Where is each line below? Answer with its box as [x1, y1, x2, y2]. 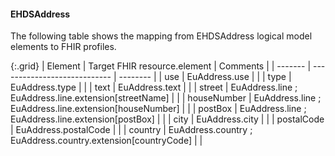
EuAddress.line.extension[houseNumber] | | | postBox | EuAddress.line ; [10, 103, 307, 115]
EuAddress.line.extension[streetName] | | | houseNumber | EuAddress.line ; [10, 92, 322, 104]
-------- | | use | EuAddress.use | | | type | [118, 71, 292, 83]
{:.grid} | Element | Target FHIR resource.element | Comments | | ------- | [10, 60, 312, 72]
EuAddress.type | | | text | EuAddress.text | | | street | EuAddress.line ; [10, 81, 298, 94]
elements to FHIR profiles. [10, 41, 117, 53]
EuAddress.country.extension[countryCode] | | [10, 135, 203, 147]
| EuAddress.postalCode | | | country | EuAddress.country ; [10, 124, 253, 136]
